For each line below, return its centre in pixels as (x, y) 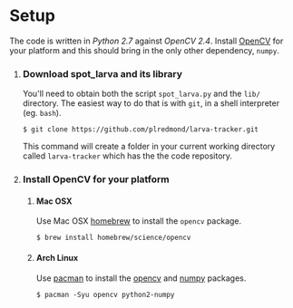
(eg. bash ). (42, 113)
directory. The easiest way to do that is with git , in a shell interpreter (151, 103)
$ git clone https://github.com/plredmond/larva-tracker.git (141, 130)
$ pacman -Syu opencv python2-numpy (105, 294)
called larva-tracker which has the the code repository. (127, 156)
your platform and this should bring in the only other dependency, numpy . (144, 50)
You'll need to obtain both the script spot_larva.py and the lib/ (142, 94)
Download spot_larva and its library (103, 73)
